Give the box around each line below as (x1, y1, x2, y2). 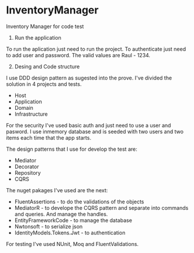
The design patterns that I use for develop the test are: (6, 145, 137, 153)
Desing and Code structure (14, 63, 80, 70)
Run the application (14, 34, 61, 41)
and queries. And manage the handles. (14, 210, 108, 217)
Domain (14, 104, 34, 111)
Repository (14, 169, 41, 176)
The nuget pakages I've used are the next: (6, 186, 108, 193)
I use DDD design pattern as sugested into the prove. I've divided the (6, 74, 172, 81)
